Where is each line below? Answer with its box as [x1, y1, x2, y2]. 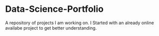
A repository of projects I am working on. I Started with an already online [5, 20, 155, 26]
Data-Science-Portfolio [5, 3, 104, 15]
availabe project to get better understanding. [5, 25, 97, 31]
